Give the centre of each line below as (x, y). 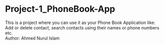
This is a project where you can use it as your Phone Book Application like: (80, 22)
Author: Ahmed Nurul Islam (32, 38)
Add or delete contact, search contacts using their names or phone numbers (82, 27)
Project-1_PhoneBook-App (60, 9)
